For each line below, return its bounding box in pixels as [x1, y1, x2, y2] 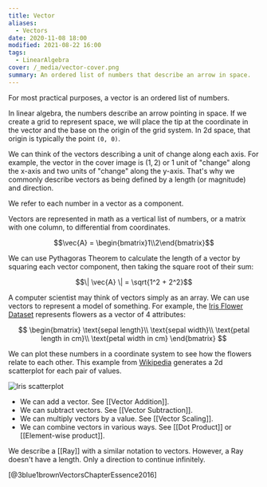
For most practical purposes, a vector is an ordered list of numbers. [8, 92, 230, 102]
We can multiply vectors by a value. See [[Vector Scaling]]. [19, 414, 214, 423]
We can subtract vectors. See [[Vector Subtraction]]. [19, 405, 193, 414]
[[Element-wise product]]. [19, 430, 105, 440]
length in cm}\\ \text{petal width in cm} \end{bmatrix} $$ [41, 333, 227, 343]
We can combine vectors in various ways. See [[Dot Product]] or [19, 422, 232, 431]
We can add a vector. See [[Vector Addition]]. [19, 396, 170, 406]
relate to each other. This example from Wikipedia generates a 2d [8, 357, 223, 367]
